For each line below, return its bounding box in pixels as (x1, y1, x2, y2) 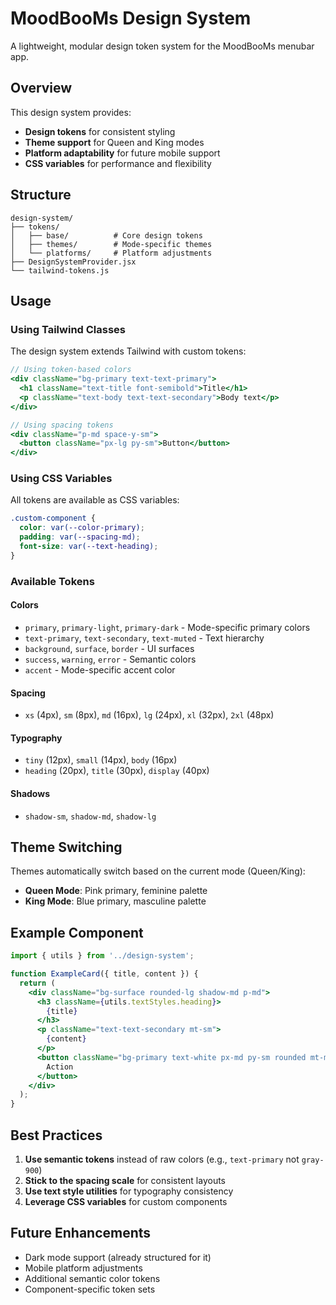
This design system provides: (10, 106, 132, 118)
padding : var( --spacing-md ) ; (19, 532, 141, 542)
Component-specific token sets (24, 1283, 156, 1295)
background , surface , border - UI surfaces (24, 642, 195, 654)
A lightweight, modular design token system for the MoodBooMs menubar (10, 40, 315, 52)
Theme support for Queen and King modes (24, 136, 205, 148)
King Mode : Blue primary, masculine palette (24, 895, 207, 907)
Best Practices (10, 1127, 103, 1144)
